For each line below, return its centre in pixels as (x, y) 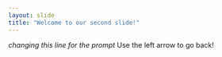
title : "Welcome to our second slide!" (74, 23)
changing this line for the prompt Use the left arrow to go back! (111, 45)
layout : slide (32, 15)
